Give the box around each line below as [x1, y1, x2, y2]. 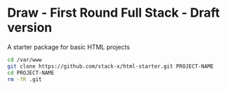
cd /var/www [7, 56, 42, 63]
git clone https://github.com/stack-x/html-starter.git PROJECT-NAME [7, 63, 214, 70]
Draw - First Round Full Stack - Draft [7, 5, 220, 21]
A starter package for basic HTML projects [7, 43, 131, 51]
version [7, 20, 52, 36]
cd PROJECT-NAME [7, 69, 54, 76]
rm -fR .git [7, 75, 42, 83]
